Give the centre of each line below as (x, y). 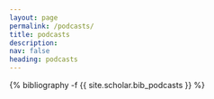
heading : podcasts (44, 59)
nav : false (30, 51)
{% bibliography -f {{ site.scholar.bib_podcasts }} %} (107, 85)
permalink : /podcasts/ (52, 26)
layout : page (34, 18)
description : (34, 43)
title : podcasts (40, 34)
